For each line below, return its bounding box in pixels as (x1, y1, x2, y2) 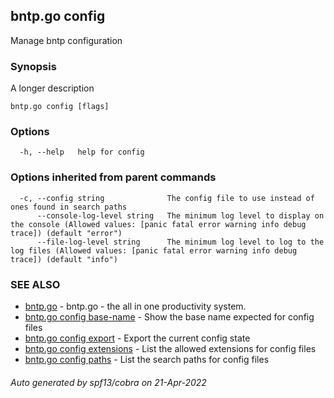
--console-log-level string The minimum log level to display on (36, 210, 325, 221)
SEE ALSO (10, 277, 61, 291)
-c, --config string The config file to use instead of (19, 193, 315, 203)
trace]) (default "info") (10, 254, 118, 264)
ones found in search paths (10, 202, 128, 212)
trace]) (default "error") (10, 228, 123, 238)
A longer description (10, 82, 95, 94)
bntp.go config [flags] (10, 102, 110, 112)
